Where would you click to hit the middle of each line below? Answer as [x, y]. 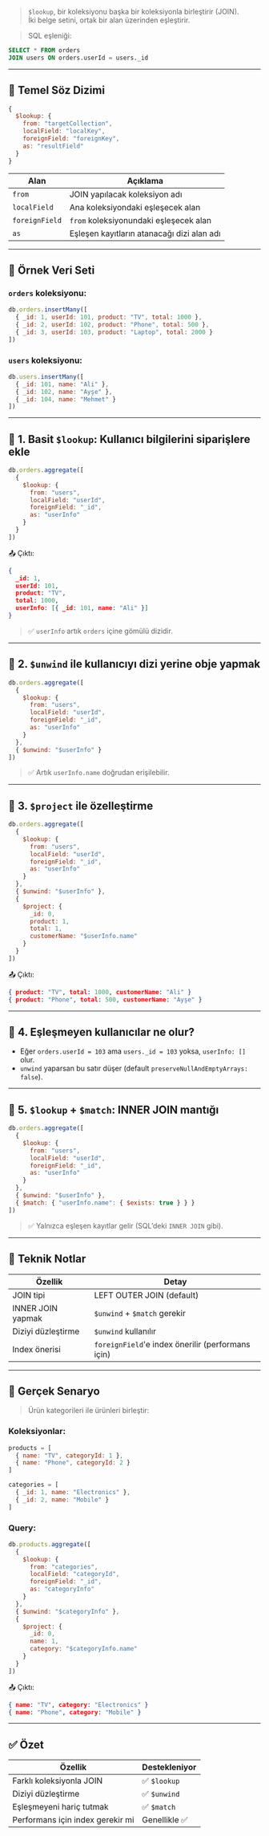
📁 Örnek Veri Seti [52, 270]
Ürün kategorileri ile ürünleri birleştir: [88, 1411]
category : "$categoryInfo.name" [83, 1649]
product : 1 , [49, 921]
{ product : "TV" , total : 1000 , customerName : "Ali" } [100, 992]
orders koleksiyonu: [47, 293]
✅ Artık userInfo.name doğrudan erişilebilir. [98, 773]
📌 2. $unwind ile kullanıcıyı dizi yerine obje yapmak [134, 664]
